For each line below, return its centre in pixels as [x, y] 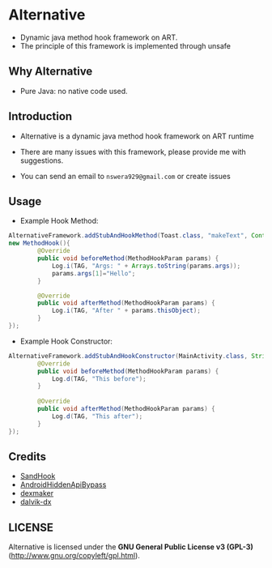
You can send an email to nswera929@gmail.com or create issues [125, 176]
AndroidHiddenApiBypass [63, 485]
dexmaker [37, 493]
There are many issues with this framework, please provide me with [133, 152]
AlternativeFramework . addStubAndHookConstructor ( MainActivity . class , [128, 356]
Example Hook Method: [59, 221]
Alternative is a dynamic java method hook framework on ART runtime [137, 136]
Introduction [40, 116]
